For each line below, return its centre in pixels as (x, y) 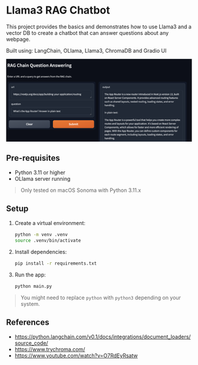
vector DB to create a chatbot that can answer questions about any (88, 32)
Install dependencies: (41, 252)
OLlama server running (42, 178)
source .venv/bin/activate (48, 241)
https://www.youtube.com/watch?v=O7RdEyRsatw (76, 356)
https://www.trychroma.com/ (50, 349)
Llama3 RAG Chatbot (58, 10)
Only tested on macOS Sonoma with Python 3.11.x (81, 190)
